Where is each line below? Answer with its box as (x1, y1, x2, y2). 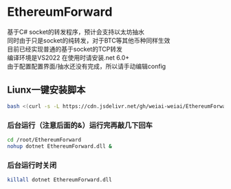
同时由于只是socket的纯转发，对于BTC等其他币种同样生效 (7, 36, 170, 45)
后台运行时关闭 (7, 160, 57, 170)
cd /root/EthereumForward (7, 136, 81, 143)
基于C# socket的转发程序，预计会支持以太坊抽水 (7, 27, 144, 36)
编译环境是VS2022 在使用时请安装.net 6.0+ (7, 53, 129, 62)
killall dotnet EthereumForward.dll (7, 176, 112, 183)
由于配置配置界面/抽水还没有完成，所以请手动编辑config (7, 62, 166, 70)
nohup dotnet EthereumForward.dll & (7, 142, 112, 150)
